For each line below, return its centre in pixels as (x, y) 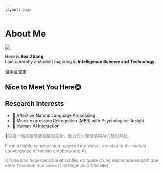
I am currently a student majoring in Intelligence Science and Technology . (81, 61)
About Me (25, 33)
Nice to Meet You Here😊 (43, 87)
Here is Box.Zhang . (25, 56)
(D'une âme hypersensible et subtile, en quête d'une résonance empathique (82, 160)
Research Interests (35, 104)
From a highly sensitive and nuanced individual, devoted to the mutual (76, 145)
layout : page (18, 10)
